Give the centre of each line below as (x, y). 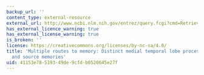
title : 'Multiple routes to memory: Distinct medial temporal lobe (93, 51)
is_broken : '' (24, 40)
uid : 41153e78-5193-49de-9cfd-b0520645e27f (62, 62)
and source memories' (39, 57)
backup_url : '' (25, 12)
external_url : (24, 23)
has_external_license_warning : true (53, 34)
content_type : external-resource (49, 18)
